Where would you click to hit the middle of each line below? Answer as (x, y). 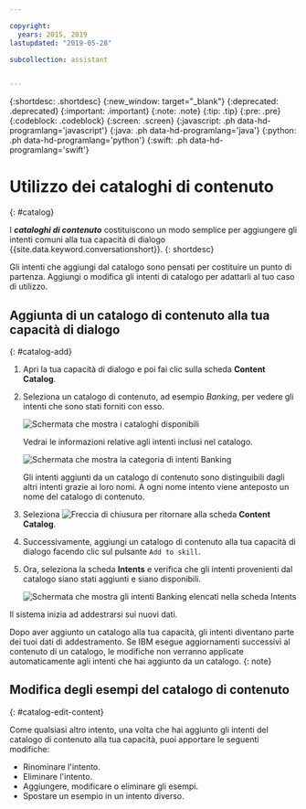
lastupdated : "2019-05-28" (61, 43)
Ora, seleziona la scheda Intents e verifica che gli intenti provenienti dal (158, 569)
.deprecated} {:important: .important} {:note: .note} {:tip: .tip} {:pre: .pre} (145, 112)
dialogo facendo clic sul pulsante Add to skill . (111, 551)
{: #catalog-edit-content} (57, 712)
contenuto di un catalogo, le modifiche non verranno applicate (127, 651)
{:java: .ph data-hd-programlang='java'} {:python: (203, 131)
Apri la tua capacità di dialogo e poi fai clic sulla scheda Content (144, 369)
